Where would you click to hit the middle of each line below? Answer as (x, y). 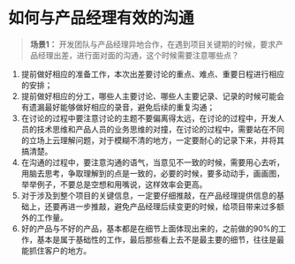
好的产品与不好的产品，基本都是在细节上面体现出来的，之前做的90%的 (150, 228)
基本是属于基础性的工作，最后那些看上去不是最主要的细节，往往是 (157, 239)
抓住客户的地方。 (60, 250)
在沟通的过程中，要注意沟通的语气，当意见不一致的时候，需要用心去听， (152, 162)
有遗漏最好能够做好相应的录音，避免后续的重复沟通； (118, 107)
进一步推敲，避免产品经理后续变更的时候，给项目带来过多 (172, 206)
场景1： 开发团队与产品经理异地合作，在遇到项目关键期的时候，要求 (152, 44)
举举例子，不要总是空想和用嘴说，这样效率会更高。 (114, 184)
